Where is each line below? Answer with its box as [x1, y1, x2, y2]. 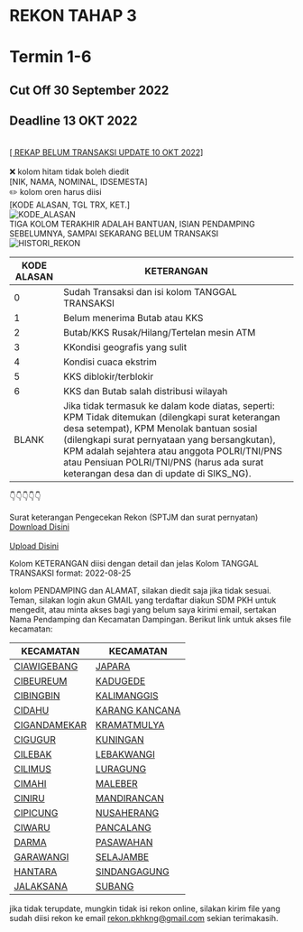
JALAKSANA [14, 880, 68, 892]
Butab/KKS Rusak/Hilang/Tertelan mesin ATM [62, 326, 256, 338]
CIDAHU [14, 704, 50, 716]
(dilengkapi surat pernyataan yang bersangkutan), [62, 433, 276, 446]
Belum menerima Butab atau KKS [62, 311, 204, 324]
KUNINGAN [95, 733, 144, 745]
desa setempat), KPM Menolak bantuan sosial [62, 421, 258, 434]
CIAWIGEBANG [14, 660, 78, 672]
